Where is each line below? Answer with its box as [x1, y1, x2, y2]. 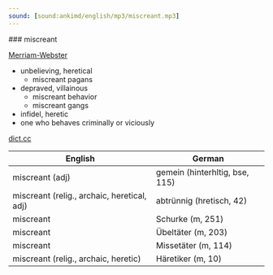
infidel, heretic [19, 109, 69, 119]
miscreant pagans [32, 74, 93, 84]
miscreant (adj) [12, 172, 71, 183]
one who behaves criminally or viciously [19, 117, 155, 127]
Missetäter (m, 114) [155, 239, 233, 251]
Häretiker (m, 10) [155, 253, 222, 264]
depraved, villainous [19, 83, 88, 93]
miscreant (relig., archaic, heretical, [12, 190, 147, 201]
